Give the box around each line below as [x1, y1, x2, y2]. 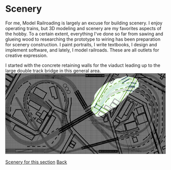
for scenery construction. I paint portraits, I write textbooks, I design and [5, 41, 157, 47]
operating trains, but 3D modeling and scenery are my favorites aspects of [5, 25, 162, 31]
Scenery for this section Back [5, 159, 67, 165]
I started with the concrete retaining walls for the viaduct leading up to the [5, 62, 160, 68]
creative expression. [5, 52, 48, 59]
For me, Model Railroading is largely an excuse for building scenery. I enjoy [5, 20, 163, 26]
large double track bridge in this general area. [5, 67, 101, 74]
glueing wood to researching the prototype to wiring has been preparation [5, 36, 161, 42]
